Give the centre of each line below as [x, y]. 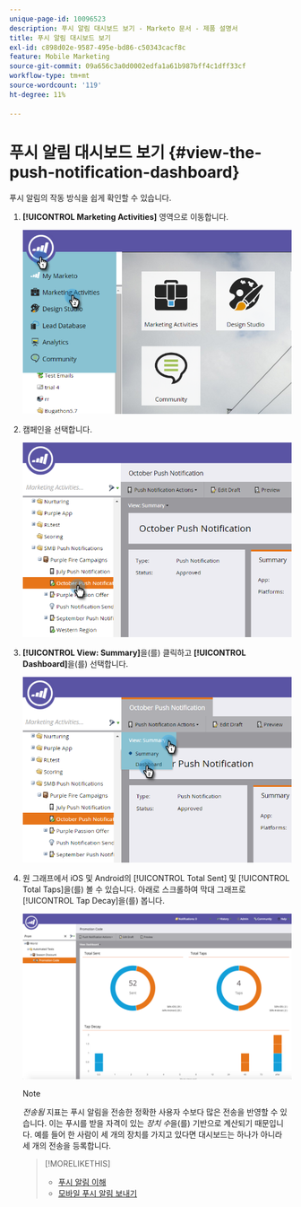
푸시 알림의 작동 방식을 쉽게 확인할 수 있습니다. [90, 198]
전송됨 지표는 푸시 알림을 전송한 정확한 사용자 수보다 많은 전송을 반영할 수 [150, 1112]
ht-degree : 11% [38, 94]
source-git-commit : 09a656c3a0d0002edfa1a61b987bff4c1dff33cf [128, 66]
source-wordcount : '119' [56, 85]
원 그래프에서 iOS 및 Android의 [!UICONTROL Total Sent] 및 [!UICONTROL [156, 879]
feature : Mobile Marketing [60, 57]
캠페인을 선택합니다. [57, 429]
